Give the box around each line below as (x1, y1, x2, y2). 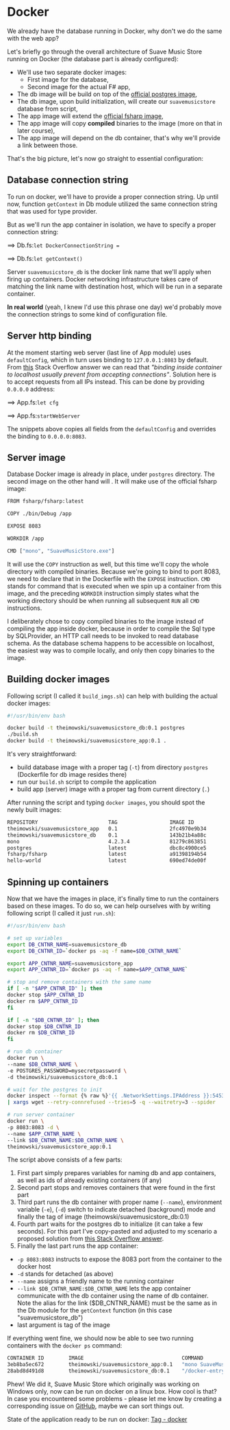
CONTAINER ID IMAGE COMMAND (7, 1354, 204, 1362)
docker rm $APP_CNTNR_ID (7, 997, 78, 1005)
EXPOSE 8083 (7, 523, 41, 530)
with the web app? (7, 34, 60, 42)
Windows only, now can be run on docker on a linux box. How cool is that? (7, 1387, 217, 1395)
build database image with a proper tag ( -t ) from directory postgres (16, 763, 209, 771)
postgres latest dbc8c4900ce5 (7, 844, 207, 852)
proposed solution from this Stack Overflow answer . (16, 1234, 164, 1243)
